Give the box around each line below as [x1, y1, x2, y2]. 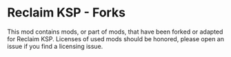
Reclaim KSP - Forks [7, 5, 126, 21]
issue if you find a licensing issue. [7, 42, 103, 50]
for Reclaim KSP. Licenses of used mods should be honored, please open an [7, 34, 224, 43]
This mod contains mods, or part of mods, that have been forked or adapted [7, 27, 223, 36]
